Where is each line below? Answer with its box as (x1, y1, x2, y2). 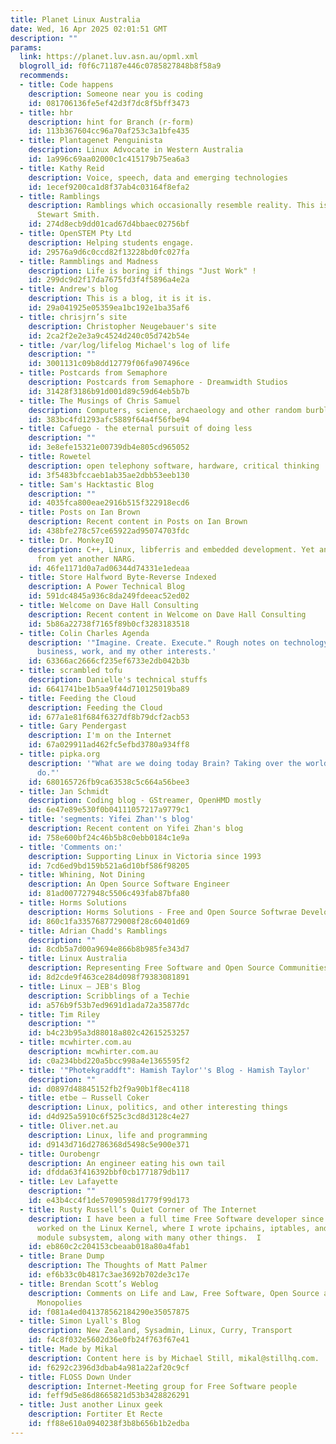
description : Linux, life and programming (28, 1130, 208, 1140)
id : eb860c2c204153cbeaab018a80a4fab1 (28, 1242, 190, 1252)
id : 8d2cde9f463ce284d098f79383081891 (28, 972, 190, 982)
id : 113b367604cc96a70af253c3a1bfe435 (28, 126, 190, 136)
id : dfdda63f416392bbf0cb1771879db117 (28, 1167, 190, 1178)
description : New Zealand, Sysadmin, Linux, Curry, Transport (28, 1326, 293, 1336)
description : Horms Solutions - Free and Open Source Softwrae (28, 907, 298, 917)
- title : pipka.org (19, 749, 101, 759)
